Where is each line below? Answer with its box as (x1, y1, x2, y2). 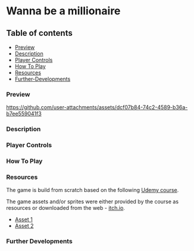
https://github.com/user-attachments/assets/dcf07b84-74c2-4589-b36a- (6, 104, 188, 111)
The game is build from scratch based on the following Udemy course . (6, 187, 179, 194)
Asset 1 (14, 216, 33, 223)
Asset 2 (14, 222, 34, 230)
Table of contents (6, 28, 73, 38)
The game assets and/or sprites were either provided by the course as (6, 198, 179, 205)
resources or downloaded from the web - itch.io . (6, 204, 125, 212)
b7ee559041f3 (6, 110, 42, 117)
